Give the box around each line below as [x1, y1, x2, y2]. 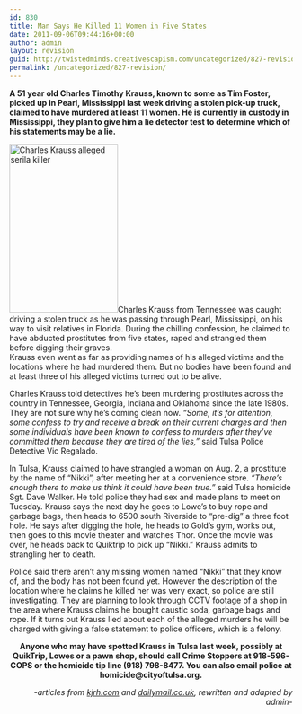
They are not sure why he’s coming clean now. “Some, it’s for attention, [9, 407, 273, 418]
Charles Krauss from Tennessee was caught [118, 304, 282, 314]
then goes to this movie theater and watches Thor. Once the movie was [9, 529, 274, 540]
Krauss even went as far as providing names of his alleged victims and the [9, 351, 285, 362]
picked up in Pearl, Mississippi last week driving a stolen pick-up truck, [9, 97, 280, 108]
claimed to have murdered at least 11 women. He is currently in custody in [9, 107, 289, 118]
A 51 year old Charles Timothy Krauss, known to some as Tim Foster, [9, 87, 271, 99]
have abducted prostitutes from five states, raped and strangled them [9, 332, 267, 343]
